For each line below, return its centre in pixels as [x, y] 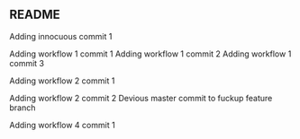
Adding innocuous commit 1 [61, 36]
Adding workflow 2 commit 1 [62, 81]
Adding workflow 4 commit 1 [62, 125]
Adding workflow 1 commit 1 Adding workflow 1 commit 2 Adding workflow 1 [150, 54]
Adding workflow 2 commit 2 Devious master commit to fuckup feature [141, 98]
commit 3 [27, 63]
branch [23, 108]
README [35, 15]
